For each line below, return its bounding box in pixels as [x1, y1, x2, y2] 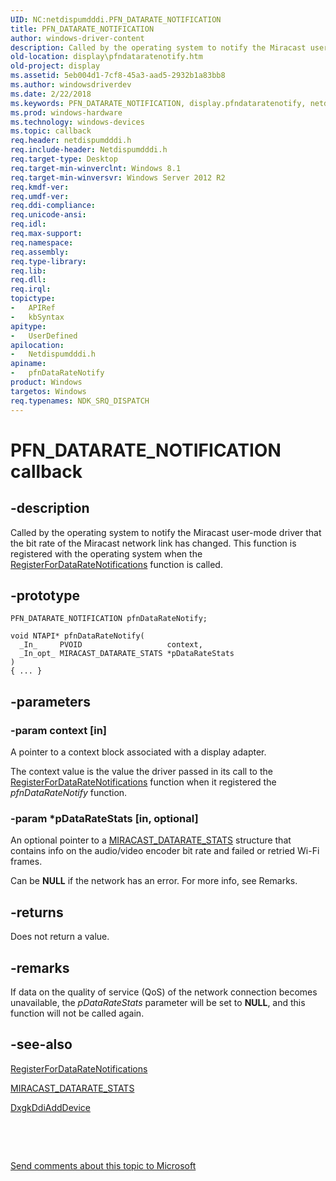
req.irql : [10, 284, 52, 295]
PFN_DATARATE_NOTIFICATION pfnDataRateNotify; [10, 614, 208, 624]
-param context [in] [10, 723, 107, 737]
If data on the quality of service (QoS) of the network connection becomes [10, 986, 318, 998]
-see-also [10, 1036, 73, 1053]
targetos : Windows [10, 386, 87, 396]
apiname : [10, 359, 47, 369]
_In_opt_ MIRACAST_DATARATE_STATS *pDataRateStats [19, 649, 235, 659]
